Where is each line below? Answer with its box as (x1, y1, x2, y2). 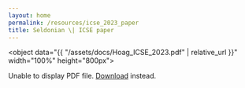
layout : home (8, 11, 51, 20)
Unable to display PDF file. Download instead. (8, 71, 157, 81)
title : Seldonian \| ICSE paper (8, 26, 114, 34)
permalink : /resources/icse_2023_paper (8, 19, 139, 27)
